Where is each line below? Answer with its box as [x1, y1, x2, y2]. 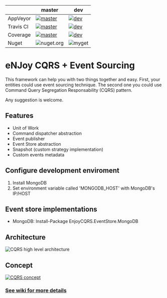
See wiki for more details [5, 287, 67, 294]
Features [5, 111, 34, 120]
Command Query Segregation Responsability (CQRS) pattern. [5, 87, 133, 93]
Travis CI [8, 23, 29, 30]
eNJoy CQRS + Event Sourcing [5, 60, 135, 71]
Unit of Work [12, 125, 39, 131]
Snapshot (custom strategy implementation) [12, 146, 104, 152]
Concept [5, 261, 33, 269]
